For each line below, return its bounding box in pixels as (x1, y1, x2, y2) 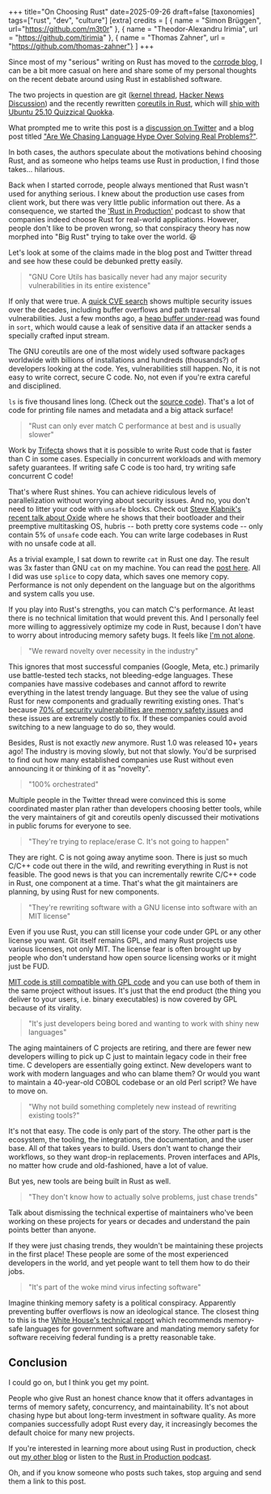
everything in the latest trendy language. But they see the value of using (8, 688, 249, 697)
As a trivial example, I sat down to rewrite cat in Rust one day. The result (8, 555, 249, 564)
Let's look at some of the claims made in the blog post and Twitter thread (8, 247, 252, 257)
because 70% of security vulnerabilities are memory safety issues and (8, 705, 243, 715)
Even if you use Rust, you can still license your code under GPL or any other (8, 927, 261, 936)
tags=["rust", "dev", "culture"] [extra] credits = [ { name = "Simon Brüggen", (8, 15, 261, 25)
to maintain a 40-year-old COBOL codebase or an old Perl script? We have (8, 1078, 257, 1087)
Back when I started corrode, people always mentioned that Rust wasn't (8, 180, 248, 190)
